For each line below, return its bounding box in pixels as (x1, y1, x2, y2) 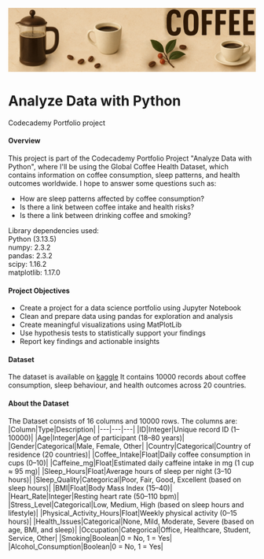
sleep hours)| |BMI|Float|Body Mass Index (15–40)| (8, 483, 173, 492)
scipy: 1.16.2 (8, 260, 47, 269)
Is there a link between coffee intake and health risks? (19, 202, 195, 212)
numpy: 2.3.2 (8, 242, 51, 252)
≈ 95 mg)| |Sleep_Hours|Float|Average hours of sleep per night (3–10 (8, 466, 232, 476)
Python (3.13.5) (8, 235, 57, 244)
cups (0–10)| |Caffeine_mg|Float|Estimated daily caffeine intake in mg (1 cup (8, 457, 255, 468)
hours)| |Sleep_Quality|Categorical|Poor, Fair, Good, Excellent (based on (8, 475, 242, 484)
